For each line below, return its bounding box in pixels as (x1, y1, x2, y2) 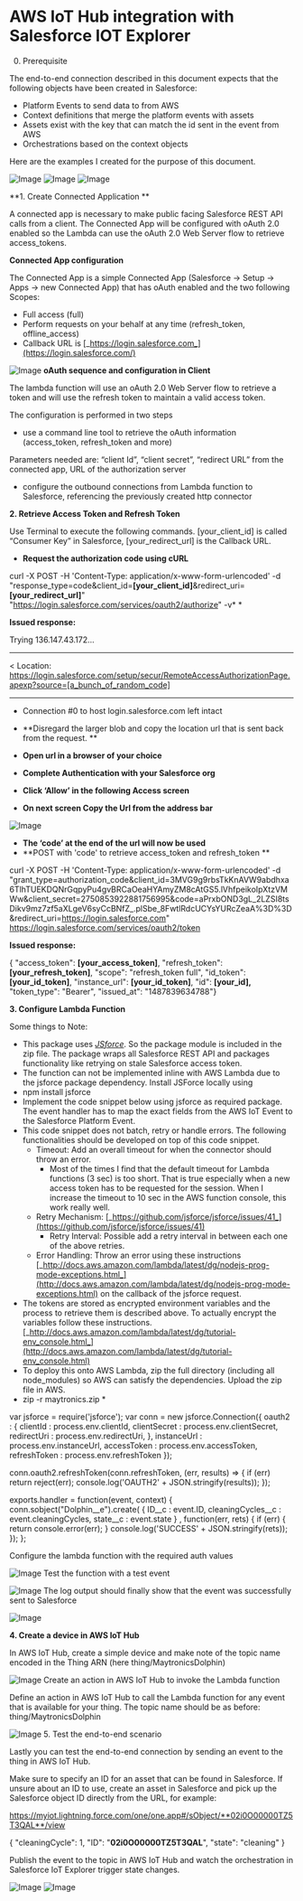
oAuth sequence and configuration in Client (43, 364, 211, 376)
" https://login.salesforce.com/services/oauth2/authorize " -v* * (9, 599, 243, 610)
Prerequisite (22, 55, 68, 66)
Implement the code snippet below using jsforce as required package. (22, 1096, 282, 1107)
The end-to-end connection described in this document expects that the (9, 72, 279, 83)
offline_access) (22, 328, 79, 339)
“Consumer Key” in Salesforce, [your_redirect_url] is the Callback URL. (9, 535, 271, 546)
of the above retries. (49, 1240, 125, 1250)
